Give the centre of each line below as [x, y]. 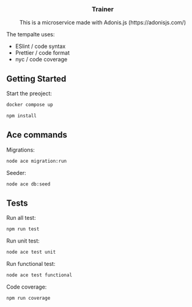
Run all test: [21, 218]
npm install [21, 115]
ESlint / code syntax [40, 46]
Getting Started [36, 79]
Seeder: [16, 173]
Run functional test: [31, 263]
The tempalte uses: [31, 34]
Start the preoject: [29, 93]
